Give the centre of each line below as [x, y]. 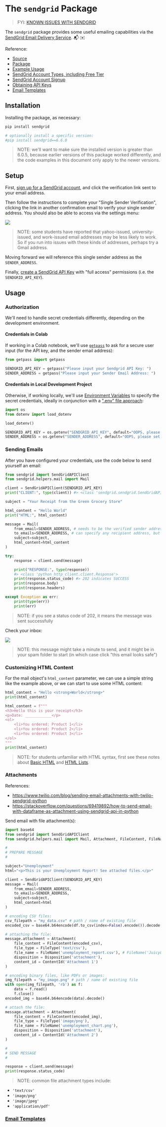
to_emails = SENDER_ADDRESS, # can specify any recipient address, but [87, 533]
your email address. [25, 193]
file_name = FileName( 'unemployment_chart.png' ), [66, 1026]
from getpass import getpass [35, 360]
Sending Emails [24, 449]
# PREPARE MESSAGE [24, 853]
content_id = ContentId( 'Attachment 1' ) [56, 962]
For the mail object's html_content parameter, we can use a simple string [79, 678]
